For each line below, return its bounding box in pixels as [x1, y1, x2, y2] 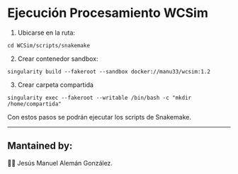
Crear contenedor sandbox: [17, 54, 98, 63]
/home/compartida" [7, 100, 62, 108]
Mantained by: [7, 140, 73, 152]
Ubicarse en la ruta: [17, 28, 76, 37]
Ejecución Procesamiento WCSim [7, 5, 209, 21]
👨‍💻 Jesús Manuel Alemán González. [7, 158, 113, 167]
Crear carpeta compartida [17, 80, 94, 89]
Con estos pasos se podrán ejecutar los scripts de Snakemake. [7, 112, 191, 121]
